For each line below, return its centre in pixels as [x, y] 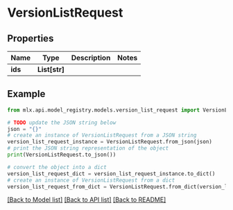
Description [91, 58]
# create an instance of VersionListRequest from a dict [91, 180]
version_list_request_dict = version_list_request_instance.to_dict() [111, 174]
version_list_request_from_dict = [57, 186]
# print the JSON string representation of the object [88, 148]
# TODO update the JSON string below [62, 123]
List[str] [51, 69]
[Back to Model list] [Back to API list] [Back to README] [87, 200]
